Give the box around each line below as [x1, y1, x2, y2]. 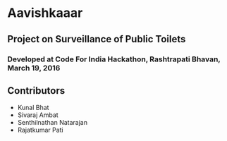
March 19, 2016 [7, 63, 61, 73]
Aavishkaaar [7, 5, 83, 21]
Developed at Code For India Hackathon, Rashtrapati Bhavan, [7, 54, 221, 64]
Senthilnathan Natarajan [17, 118, 88, 127]
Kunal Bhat [17, 104, 49, 112]
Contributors [7, 85, 66, 97]
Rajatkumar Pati [17, 125, 63, 135]
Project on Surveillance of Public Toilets [7, 33, 186, 45]
